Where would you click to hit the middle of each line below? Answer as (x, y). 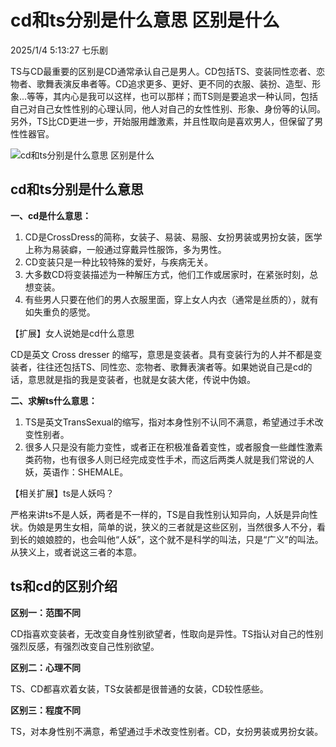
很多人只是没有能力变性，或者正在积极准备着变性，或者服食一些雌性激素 (173, 447)
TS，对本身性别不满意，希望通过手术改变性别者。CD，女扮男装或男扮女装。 (167, 731)
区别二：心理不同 (45, 667)
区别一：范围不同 (45, 612)
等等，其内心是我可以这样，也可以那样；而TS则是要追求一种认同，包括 (172, 96)
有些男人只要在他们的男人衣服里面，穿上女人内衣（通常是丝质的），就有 (171, 299)
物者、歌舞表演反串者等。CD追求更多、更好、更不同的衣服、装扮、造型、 (161, 83)
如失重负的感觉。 (60, 312)
